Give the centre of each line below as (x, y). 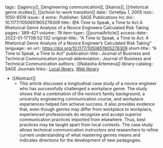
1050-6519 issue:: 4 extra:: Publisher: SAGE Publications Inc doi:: (70, 17)
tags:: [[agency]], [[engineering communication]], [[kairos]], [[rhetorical (77, 7)
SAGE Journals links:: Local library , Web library (52, 69)
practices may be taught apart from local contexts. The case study (86, 125)
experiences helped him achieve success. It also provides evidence (87, 104)
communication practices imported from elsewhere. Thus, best (82, 119)
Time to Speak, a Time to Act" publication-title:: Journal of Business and (77, 53)
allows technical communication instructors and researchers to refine (89, 130)
